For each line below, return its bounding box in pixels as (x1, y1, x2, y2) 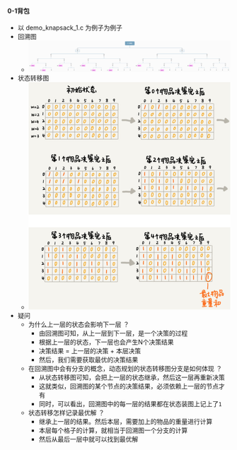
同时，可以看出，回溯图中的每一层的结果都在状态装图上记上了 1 (38, 399, 222, 408)
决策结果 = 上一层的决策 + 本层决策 (38, 346, 141, 355)
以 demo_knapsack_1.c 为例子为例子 (17, 23, 122, 32)
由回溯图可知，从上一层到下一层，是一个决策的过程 (38, 328, 188, 337)
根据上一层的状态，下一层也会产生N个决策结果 (38, 338, 174, 346)
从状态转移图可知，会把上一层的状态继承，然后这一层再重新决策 (38, 373, 225, 381)
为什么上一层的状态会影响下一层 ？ (28, 320, 129, 328)
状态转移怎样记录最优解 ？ (28, 408, 105, 417)
